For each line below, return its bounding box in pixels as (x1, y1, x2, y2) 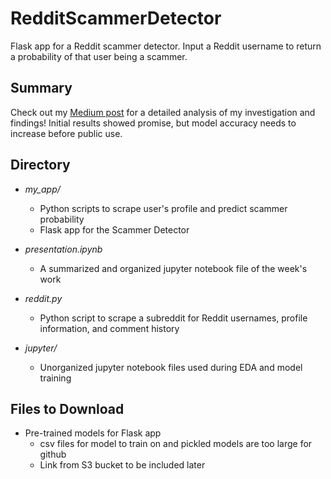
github (39, 448, 67, 461)
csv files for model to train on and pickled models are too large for (39, 438, 313, 450)
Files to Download (10, 400, 125, 417)
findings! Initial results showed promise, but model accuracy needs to (10, 117, 297, 129)
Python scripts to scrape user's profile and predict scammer (39, 202, 288, 214)
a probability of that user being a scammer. (10, 50, 188, 62)
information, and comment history (39, 322, 180, 334)
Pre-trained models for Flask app (24, 427, 162, 439)
